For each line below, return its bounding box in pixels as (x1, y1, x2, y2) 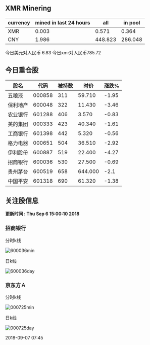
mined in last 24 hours (35, 19, 90, 26)
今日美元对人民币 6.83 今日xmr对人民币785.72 (5, 49, 101, 55)
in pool (123, 19, 140, 26)
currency (8, 19, 30, 26)
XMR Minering (5, 4, 52, 13)
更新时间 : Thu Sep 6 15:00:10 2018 (5, 211, 80, 217)
